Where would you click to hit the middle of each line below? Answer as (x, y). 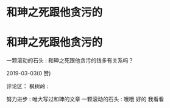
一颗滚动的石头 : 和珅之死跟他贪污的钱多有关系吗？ (70, 61)
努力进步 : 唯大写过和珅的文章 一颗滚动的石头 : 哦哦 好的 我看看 (85, 99)
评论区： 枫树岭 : (27, 86)
